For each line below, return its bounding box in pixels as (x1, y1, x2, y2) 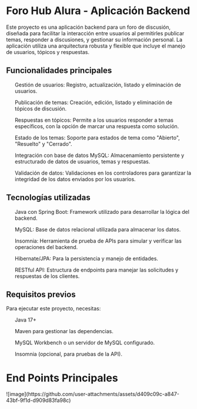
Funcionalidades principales (6, 66, 112, 76)
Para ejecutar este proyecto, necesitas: (6, 305, 101, 312)
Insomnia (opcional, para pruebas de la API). (14, 351, 122, 358)
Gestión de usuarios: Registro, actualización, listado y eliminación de (14, 81, 181, 88)
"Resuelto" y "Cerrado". (14, 140, 72, 147)
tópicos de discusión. (14, 105, 67, 112)
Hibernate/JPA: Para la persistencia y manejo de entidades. (14, 254, 159, 262)
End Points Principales (6, 371, 119, 384)
